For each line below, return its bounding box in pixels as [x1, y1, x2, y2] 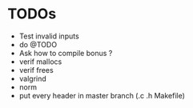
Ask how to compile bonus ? [18, 48, 113, 58]
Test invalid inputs [18, 31, 79, 41]
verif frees [18, 65, 54, 74]
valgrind [18, 74, 47, 83]
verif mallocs [18, 57, 62, 66]
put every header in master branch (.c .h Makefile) [18, 90, 186, 100]
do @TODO [18, 39, 58, 49]
